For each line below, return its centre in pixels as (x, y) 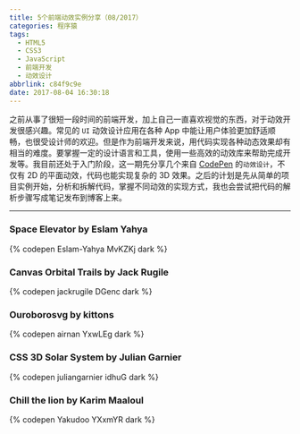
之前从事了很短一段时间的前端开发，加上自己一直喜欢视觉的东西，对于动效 (146, 119)
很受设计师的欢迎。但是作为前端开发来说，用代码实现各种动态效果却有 (162, 141)
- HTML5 (32, 43)
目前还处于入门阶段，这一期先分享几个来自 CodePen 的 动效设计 (155, 164)
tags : (19, 34)
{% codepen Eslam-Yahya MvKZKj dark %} (88, 249)
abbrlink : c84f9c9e (46, 84)
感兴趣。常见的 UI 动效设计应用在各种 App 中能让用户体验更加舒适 (146, 130)
